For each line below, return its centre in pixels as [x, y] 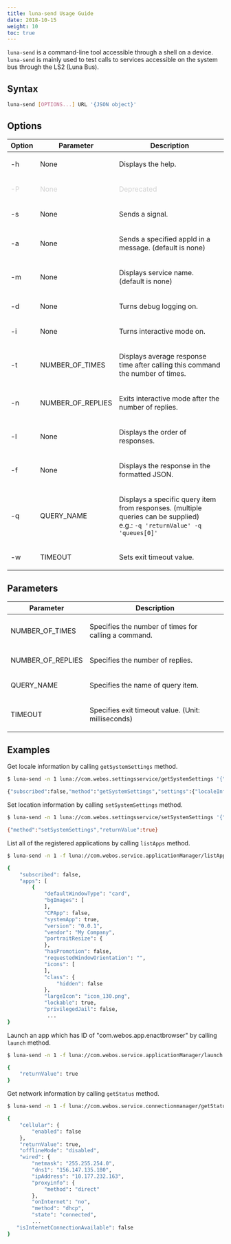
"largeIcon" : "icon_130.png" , [87, 996]
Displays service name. [156, 272]
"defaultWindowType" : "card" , [87, 894]
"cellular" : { [40, 1125]
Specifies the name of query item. [144, 685]
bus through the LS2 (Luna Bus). [53, 67]
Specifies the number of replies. [141, 660]
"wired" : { [35, 1157]
